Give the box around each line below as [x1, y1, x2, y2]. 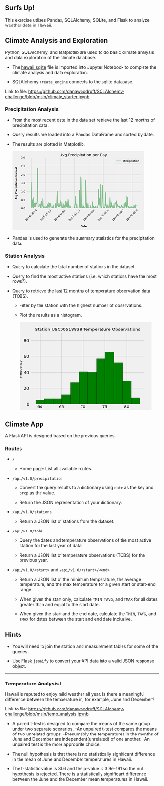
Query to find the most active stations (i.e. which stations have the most [12, 273, 157, 279]
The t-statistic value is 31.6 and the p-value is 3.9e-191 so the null [12, 766, 144, 772]
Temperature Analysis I [5, 680, 61, 687]
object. [12, 663, 26, 669]
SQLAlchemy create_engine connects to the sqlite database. [12, 78, 134, 85]
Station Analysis [5, 253, 45, 259]
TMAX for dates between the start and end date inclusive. [19, 616, 132, 622]
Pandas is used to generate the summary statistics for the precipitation [12, 235, 155, 241]
